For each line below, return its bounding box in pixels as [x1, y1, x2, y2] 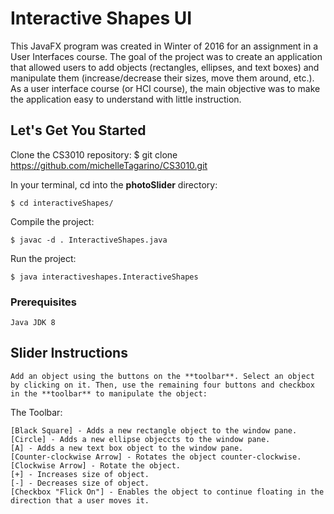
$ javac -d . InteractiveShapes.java [10, 235, 168, 245]
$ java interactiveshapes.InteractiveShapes [10, 272, 199, 282]
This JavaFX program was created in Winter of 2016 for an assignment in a [10, 40, 319, 52]
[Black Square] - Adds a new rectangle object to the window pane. [10, 425, 298, 436]
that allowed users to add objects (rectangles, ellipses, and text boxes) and [10, 61, 320, 73]
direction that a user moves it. [10, 495, 150, 506]
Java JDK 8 [10, 318, 56, 328]
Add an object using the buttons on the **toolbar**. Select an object [10, 371, 315, 381]
